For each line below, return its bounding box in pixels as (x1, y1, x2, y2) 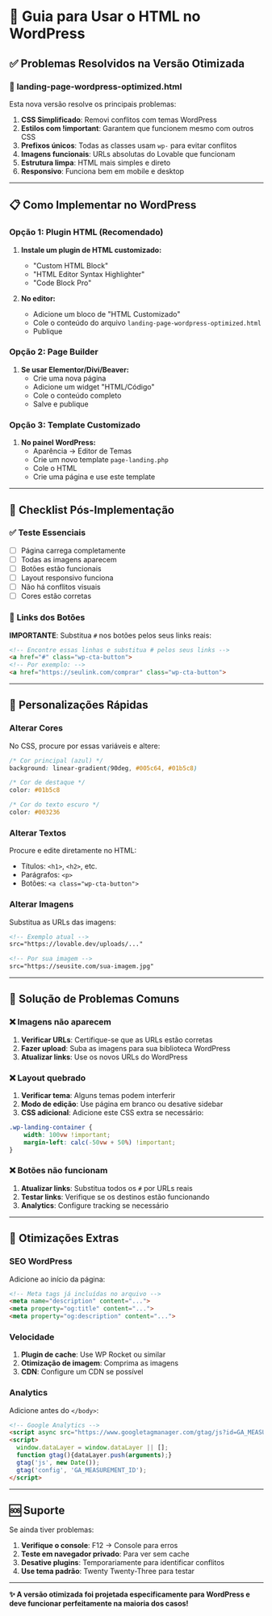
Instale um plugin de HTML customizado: (20, 245, 162, 255)
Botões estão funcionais (20, 563, 102, 573)
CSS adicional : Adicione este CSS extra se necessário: (20, 1108, 204, 1117)
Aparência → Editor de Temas (32, 446, 132, 456)
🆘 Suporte (9, 1504, 65, 1517)
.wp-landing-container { (9, 1123, 93, 1132)
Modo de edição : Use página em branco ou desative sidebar (20, 1099, 224, 1109)
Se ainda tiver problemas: (9, 1525, 94, 1534)
